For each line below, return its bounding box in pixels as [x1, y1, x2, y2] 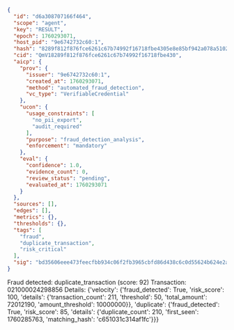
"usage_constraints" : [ [25, 110, 95, 117]
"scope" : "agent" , [13, 19, 68, 26]
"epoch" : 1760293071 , [13, 32, 77, 40]
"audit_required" [32, 123, 82, 130]
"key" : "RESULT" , [13, 26, 64, 33]
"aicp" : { [13, 58, 42, 65]
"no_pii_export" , [32, 116, 82, 123]
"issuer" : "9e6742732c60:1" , [25, 71, 111, 78]
